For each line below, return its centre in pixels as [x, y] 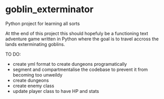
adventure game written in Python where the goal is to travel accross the [82, 39]
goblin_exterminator [49, 9]
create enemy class [34, 86]
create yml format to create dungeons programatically [70, 64]
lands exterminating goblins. [35, 44]
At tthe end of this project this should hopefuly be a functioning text [77, 33]
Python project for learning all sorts [43, 23]
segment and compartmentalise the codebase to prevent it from [80, 69]
